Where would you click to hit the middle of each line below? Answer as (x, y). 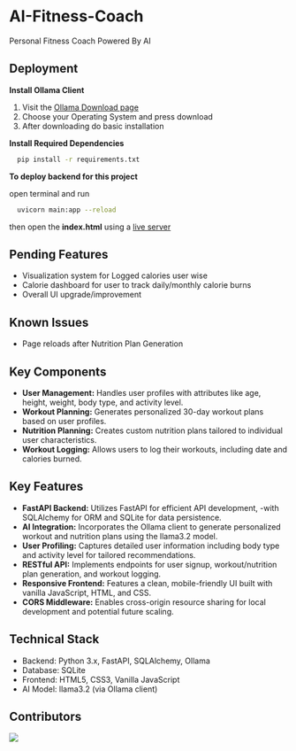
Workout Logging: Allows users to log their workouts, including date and (155, 449)
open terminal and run (49, 193)
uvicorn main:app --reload (67, 210)
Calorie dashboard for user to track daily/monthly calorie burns (137, 285)
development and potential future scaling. (98, 611)
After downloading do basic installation (93, 126)
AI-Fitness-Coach (76, 16)
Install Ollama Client (47, 89)
